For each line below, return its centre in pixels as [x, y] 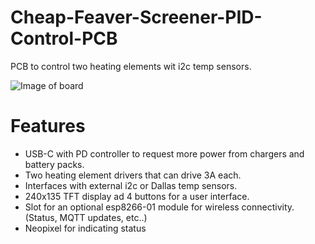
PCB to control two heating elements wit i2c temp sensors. [131, 66]
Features [48, 126]
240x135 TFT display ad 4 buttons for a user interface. [137, 196]
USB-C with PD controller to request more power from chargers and [164, 153]
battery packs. [54, 164]
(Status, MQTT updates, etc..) [86, 217]
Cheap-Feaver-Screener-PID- [136, 17]
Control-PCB [64, 38]
